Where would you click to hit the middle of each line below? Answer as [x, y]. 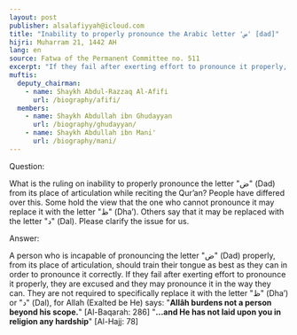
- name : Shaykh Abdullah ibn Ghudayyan [99, 116]
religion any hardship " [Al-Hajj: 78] [74, 321]
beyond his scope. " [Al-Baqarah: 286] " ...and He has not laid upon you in [145, 312]
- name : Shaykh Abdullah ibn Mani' [91, 133]
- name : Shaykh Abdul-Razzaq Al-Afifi [97, 91]
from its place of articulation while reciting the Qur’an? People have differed [147, 192]
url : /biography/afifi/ [77, 100]
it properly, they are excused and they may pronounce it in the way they [141, 284]
